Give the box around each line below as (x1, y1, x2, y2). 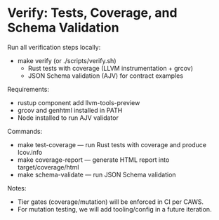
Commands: (7, 127, 43, 135)
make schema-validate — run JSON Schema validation (17, 170, 177, 179)
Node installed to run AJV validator (17, 114, 119, 122)
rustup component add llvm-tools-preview (17, 98, 140, 106)
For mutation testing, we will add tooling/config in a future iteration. (17, 205, 212, 213)
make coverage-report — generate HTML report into (17, 156, 170, 164)
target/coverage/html (17, 163, 79, 171)
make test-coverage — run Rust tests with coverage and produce (17, 140, 207, 149)
